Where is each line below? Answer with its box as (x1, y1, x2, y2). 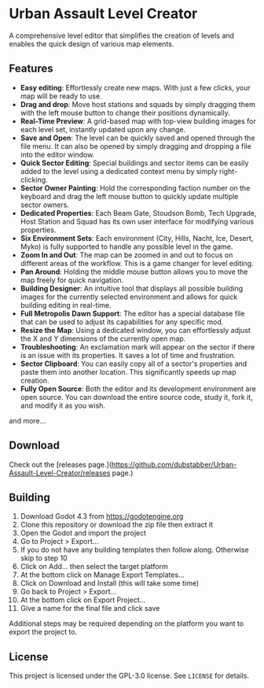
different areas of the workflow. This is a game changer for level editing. (20, 258, 254, 268)
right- (219, 166, 238, 176)
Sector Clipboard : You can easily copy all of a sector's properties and (20, 359, 247, 368)
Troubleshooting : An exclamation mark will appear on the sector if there (20, 342, 255, 351)
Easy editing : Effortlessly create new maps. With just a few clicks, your (20, 83, 251, 92)
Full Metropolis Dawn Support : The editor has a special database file (20, 309, 245, 318)
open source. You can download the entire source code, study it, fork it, (20, 392, 254, 401)
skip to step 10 (20, 553, 68, 563)
